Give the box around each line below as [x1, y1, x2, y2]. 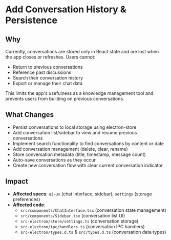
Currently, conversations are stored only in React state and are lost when [5, 49, 159, 54]
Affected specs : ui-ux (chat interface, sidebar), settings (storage [12, 191, 153, 197]
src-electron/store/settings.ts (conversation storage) [20, 218, 139, 224]
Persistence [5, 14, 58, 26]
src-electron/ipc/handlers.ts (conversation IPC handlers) [20, 223, 145, 229]
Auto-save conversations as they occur [12, 156, 96, 163]
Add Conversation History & [5, 4, 126, 15]
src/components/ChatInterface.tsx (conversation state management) [20, 207, 166, 213]
